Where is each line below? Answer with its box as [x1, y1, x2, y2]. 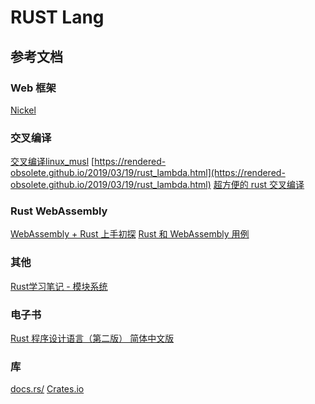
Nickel [10, 104, 37, 116]
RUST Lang [10, 6, 105, 29]
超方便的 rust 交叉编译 [213, 179, 305, 191]
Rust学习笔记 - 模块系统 [10, 280, 108, 292]
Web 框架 [10, 81, 57, 95]
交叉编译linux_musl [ [10, 156, 95, 168]
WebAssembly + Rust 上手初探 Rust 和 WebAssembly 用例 [10, 228, 250, 240]
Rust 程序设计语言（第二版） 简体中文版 [10, 332, 175, 345]
